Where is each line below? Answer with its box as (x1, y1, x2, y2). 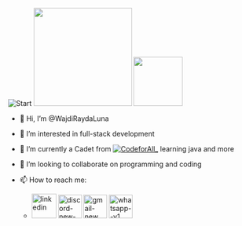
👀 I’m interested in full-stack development (19, 129, 155, 138)
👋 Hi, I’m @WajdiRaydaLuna (19, 114, 109, 123)
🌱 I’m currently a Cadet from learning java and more (19, 144, 234, 153)
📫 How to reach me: (19, 175, 87, 184)
